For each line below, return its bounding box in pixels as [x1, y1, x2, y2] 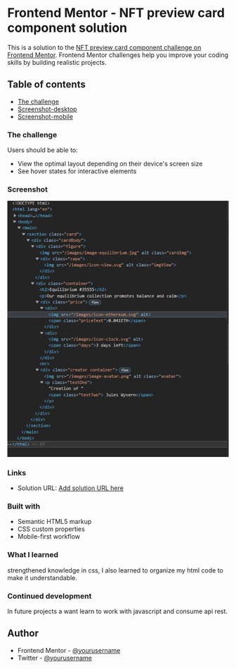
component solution [7, 20, 128, 36]
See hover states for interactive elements [17, 167, 137, 175]
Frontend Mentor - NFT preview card [7, 5, 225, 21]
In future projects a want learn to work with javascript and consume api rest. [7, 607, 228, 615]
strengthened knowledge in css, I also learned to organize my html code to [7, 565, 223, 575]
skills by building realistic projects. [7, 58, 107, 66]
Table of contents [7, 79, 86, 91]
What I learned [7, 550, 58, 560]
